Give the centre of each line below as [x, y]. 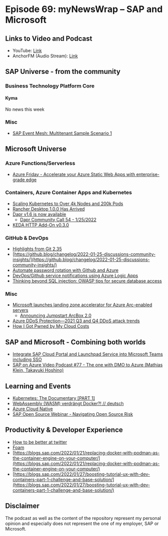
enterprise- [148, 174]
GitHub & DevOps [27, 238]
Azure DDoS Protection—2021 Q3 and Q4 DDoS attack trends [76, 321]
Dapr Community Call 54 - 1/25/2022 [58, 219]
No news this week [25, 109]
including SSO [27, 360]
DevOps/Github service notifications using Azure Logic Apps [75, 276]
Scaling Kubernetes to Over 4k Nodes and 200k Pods [68, 203]
